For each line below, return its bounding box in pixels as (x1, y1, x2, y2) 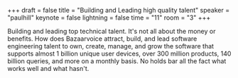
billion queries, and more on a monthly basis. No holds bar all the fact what (7, 57, 227, 65)
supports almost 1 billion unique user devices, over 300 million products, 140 (7, 49, 232, 58)
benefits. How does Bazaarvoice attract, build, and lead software (7, 34, 198, 43)
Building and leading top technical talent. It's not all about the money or (7, 27, 216, 35)
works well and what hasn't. (7, 65, 90, 72)
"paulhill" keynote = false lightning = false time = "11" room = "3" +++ (7, 13, 211, 22)
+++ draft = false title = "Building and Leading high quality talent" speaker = (7, 6, 229, 14)
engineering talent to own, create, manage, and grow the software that (7, 42, 215, 50)
